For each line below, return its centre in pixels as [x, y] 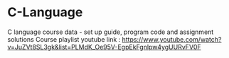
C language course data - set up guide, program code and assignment [111, 32]
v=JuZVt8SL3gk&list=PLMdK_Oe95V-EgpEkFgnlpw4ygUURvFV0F [104, 47]
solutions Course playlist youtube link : [64, 39]
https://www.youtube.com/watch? [172, 39]
